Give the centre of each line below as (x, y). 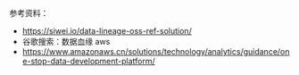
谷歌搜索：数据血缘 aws (66, 42)
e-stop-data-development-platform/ (89, 61)
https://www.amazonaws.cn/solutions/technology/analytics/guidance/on (156, 51)
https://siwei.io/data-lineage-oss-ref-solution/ (107, 31)
